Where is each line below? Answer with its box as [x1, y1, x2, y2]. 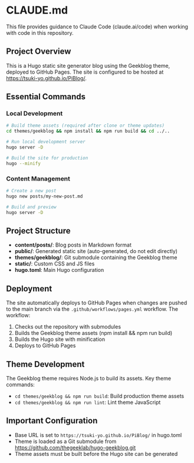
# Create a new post [6, 188, 57, 193]
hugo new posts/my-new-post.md [6, 193, 83, 199]
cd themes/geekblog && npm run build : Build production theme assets [14, 392, 185, 399]
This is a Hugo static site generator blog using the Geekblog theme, [6, 62, 170, 69]
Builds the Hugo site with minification [14, 336, 105, 343]
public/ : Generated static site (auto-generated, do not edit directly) [14, 248, 178, 255]
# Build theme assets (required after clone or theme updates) [6, 123, 165, 129]
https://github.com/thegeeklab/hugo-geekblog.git [14, 444, 136, 451]
